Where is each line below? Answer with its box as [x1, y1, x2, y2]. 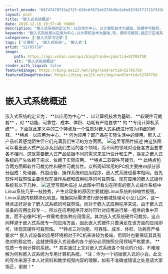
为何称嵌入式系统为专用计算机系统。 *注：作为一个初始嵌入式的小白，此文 [9, 251, 162, 257]
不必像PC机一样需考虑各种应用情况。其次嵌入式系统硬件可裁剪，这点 [18, 213, 160, 219]
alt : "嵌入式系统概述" [14, 59, 56, 64]
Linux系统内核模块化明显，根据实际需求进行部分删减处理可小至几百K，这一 [5, 194, 159, 200]
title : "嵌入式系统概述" [5, 17, 51, 22]
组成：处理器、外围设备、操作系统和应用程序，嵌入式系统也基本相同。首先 [9, 169, 163, 175]
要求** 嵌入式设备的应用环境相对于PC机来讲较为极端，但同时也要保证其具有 [5, 232, 161, 238]
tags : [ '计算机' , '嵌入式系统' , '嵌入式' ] [5, 40, 86, 45]
